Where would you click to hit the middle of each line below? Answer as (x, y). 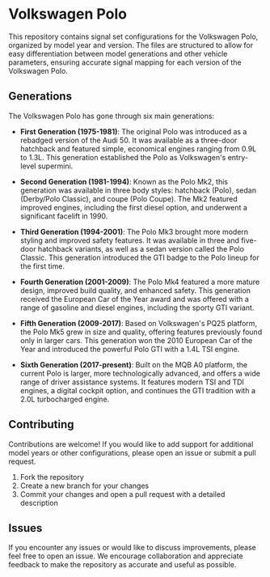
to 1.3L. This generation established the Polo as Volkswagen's (123, 157)
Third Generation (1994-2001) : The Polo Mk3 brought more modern (134, 231)
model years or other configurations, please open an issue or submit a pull (132, 452)
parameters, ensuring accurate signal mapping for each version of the (125, 62)
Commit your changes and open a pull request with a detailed (122, 494)
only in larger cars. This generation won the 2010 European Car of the (136, 340)
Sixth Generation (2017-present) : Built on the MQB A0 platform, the (134, 364)
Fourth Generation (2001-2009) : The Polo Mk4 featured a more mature (140, 282)
